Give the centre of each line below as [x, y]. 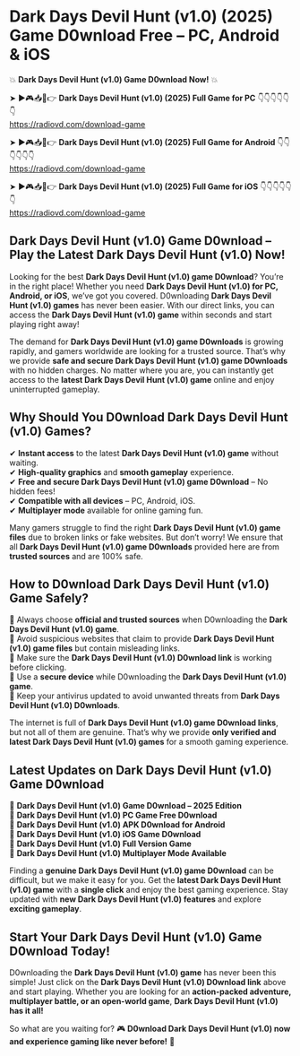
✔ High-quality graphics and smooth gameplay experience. [122, 472]
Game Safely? [49, 598]
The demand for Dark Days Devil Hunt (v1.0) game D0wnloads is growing [146, 342]
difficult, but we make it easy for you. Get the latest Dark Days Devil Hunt [146, 880]
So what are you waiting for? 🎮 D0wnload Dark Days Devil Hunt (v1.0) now [150, 1029]
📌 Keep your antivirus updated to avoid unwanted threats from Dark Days [145, 696]
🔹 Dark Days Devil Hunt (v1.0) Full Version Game [101, 844]
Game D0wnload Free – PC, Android [145, 35]
